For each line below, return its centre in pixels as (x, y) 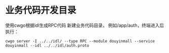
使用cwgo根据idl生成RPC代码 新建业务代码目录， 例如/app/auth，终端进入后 (85, 25)
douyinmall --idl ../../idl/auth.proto (47, 45)
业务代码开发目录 (41, 10)
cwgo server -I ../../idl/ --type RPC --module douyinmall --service (80, 41)
